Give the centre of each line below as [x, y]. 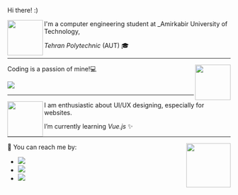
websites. [58, 113]
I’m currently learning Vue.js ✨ [89, 126]
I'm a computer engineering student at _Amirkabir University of [136, 24]
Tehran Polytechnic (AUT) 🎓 [87, 46]
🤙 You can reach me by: [42, 147]
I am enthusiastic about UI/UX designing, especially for [124, 105]
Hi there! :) [23, 10]
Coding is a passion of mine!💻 [52, 69]
